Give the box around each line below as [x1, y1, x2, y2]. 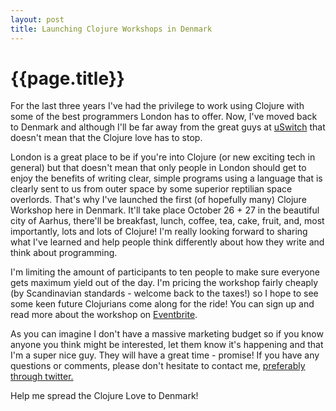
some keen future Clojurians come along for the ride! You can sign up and [10, 298, 315, 310]
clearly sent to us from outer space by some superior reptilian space [10, 183, 293, 195]
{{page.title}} [10, 67, 125, 90]
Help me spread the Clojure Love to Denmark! [10, 390, 199, 402]
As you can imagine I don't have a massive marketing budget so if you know [10, 328, 324, 340]
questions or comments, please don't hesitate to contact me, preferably [10, 360, 306, 372]
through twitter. [10, 371, 74, 383]
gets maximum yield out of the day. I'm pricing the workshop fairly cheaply [10, 277, 319, 289]
